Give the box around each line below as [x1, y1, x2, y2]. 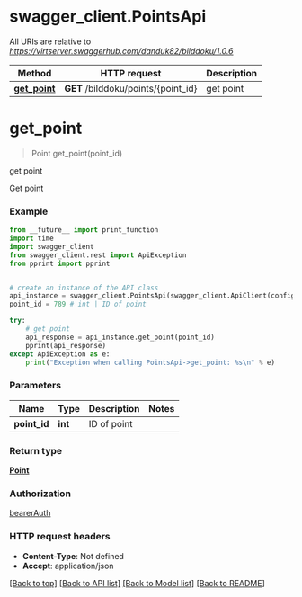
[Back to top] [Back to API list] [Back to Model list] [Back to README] [9, 577, 265, 588]
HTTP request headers [9, 530, 111, 543]
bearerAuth [9, 508, 51, 519]
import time [9, 234, 54, 244]
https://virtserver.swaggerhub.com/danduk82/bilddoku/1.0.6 [9, 45, 234, 56]
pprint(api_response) [25, 341, 106, 350]
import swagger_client [9, 242, 94, 251]
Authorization [9, 487, 72, 500]
